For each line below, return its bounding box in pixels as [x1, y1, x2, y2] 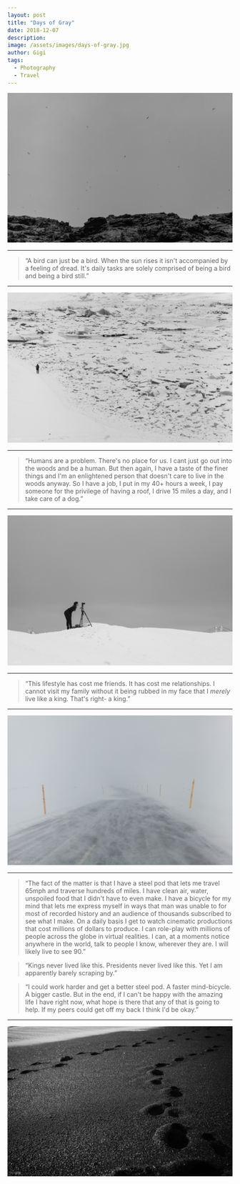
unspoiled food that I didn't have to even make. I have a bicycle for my [24, 894, 231, 903]
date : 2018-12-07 [7, 26, 59, 34]
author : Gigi [7, 49, 46, 56]
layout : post [7, 11, 46, 19]
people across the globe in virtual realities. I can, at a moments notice [24, 932, 230, 941]
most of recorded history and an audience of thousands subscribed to [24, 910, 232, 918]
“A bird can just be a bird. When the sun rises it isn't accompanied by [24, 257, 229, 265]
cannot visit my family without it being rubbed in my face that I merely [24, 687, 231, 695]
